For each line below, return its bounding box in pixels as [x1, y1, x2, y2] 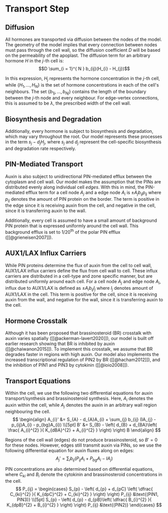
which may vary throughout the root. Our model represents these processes [5, 134, 162, 140]
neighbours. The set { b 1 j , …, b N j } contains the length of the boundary [5, 89, 146, 96]
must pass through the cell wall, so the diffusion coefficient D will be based [5, 47, 160, 53]
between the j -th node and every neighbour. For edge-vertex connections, [5, 95, 159, 101]
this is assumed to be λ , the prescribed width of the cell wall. [5, 100, 131, 106]
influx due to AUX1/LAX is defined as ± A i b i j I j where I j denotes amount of [5, 285, 153, 292]
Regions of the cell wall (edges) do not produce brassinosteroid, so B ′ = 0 [5, 437, 158, 443]
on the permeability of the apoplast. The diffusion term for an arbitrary [5, 52, 150, 58]
